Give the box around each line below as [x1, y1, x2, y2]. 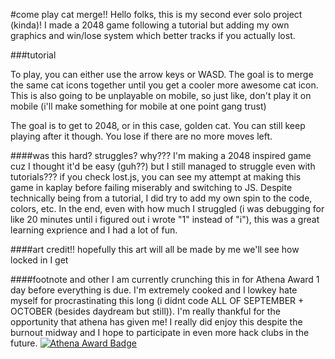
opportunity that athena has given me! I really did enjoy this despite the [10, 316, 303, 328]
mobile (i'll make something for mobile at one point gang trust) [10, 100, 267, 112]
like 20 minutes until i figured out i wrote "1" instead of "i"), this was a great [10, 214, 320, 225]
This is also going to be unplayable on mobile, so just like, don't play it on [10, 90, 312, 101]
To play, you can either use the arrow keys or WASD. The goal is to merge [10, 69, 314, 80]
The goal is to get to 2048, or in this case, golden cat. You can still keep [10, 120, 306, 131]
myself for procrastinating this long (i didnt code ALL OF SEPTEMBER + [10, 295, 305, 306]
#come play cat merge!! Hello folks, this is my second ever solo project [10, 9, 303, 20]
